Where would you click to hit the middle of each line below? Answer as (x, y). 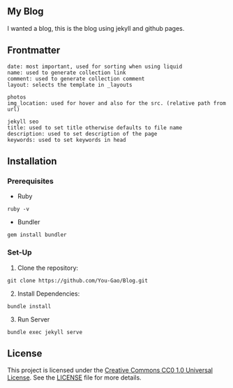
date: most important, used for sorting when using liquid (95, 66)
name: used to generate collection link (67, 73)
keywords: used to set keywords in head (67, 140)
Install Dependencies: (48, 294)
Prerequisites (30, 181)
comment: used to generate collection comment (76, 79)
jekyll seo (23, 122)
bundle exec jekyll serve (45, 332)
